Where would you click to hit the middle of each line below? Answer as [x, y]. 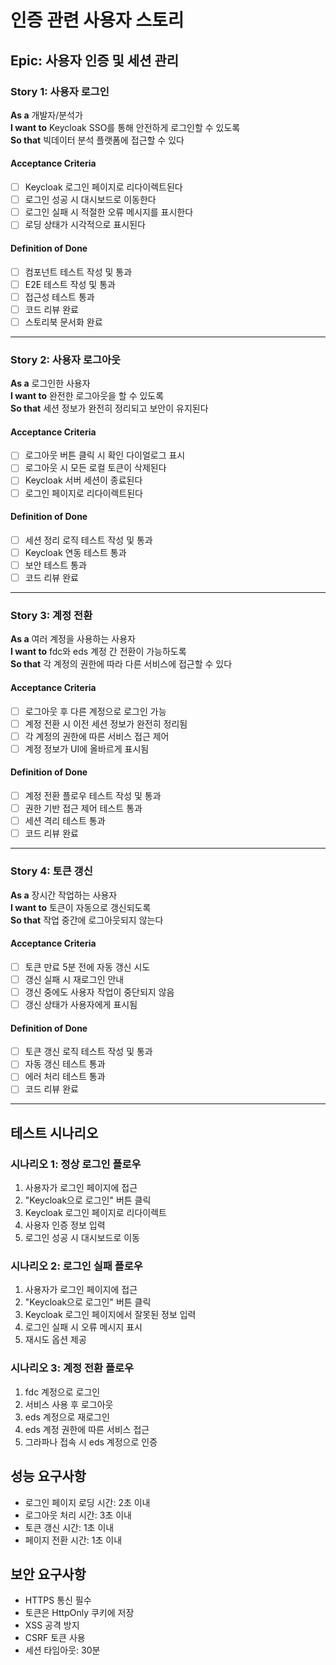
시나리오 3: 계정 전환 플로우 [72, 1368]
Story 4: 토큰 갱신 [51, 871]
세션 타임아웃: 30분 [62, 1650]
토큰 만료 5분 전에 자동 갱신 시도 [87, 967]
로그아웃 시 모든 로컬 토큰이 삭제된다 [95, 468]
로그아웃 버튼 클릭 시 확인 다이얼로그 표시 [105, 455]
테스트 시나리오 [54, 1132]
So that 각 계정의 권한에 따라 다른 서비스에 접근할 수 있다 [121, 664]
